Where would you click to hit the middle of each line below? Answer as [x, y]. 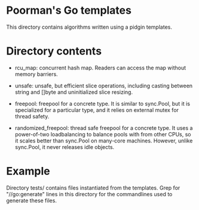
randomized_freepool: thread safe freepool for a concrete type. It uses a [104, 128]
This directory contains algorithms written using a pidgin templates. [89, 27]
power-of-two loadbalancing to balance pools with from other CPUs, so [103, 134]
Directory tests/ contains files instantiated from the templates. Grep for [93, 188]
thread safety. [32, 116]
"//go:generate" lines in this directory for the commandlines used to [89, 194]
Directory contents [54, 51]
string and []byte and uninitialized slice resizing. [74, 92]
